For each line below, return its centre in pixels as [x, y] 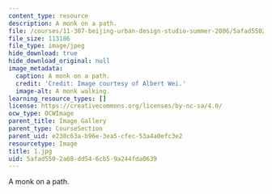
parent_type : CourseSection [56, 129]
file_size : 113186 [39, 38]
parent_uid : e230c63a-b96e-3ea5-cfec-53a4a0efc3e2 [96, 136]
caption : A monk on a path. [63, 76]
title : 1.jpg [30, 151]
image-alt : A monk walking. [63, 91]
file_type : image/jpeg [47, 46]
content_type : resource [49, 16]
